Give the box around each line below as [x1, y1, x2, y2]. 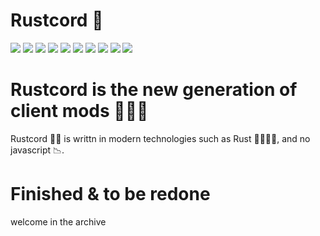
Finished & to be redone [10, 183, 211, 206]
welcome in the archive [10, 215, 107, 228]
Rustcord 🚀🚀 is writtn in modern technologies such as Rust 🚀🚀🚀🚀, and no [10, 132, 311, 144]
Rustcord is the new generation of [10, 79, 298, 101]
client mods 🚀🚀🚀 [10, 100, 149, 123]
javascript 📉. [10, 144, 65, 156]
